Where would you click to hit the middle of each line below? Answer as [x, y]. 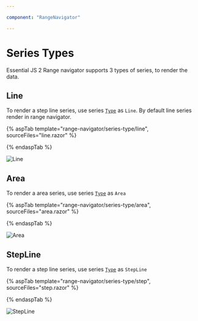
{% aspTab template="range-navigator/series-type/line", [78, 129]
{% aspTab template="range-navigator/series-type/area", [79, 205]
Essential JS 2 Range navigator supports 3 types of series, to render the [97, 70]
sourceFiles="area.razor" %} [43, 211]
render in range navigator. [39, 117]
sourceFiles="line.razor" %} [42, 135]
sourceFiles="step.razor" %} [42, 288]
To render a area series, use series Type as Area [66, 193]
